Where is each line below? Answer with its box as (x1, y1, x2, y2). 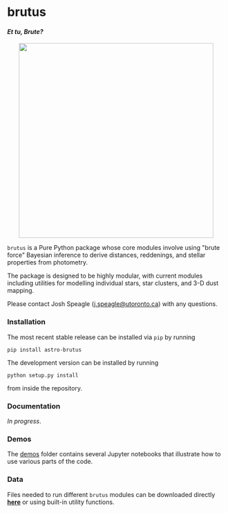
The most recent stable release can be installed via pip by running (7, 333, 196, 341)
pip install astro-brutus (7, 346, 82, 353)
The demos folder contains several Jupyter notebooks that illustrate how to (7, 450, 221, 458)
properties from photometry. (7, 258, 88, 267)
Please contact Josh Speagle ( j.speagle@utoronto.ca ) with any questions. (7, 300, 218, 308)
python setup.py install (7, 372, 79, 379)
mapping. (7, 287, 35, 295)
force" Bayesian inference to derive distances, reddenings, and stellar (7, 251, 206, 260)
